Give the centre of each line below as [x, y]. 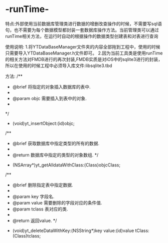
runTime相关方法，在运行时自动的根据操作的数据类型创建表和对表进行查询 [82, 36]
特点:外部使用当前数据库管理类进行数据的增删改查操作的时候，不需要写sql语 [83, 23]
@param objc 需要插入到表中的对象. [49, 98]
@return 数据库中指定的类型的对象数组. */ [55, 155]
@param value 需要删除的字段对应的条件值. [57, 202]
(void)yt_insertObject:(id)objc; [43, 123]
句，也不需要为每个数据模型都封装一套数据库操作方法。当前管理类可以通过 [82, 30]
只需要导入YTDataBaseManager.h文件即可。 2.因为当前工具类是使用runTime [84, 53]
